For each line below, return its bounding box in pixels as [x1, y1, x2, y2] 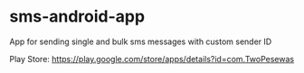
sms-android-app [9, 6, 146, 27]
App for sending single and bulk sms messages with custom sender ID [9, 36, 272, 47]
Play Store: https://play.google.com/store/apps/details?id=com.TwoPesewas [9, 53, 295, 64]
